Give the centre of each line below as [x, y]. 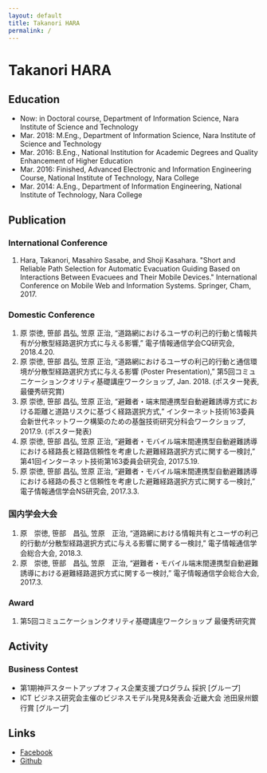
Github [31, 761]
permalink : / [30, 30]
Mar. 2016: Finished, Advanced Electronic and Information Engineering [135, 169]
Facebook [36, 752]
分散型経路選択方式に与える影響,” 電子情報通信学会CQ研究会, [134, 343]
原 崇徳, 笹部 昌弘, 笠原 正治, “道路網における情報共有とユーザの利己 [139, 533]
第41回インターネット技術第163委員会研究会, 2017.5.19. [110, 462]
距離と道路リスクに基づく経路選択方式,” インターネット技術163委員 [144, 411]
